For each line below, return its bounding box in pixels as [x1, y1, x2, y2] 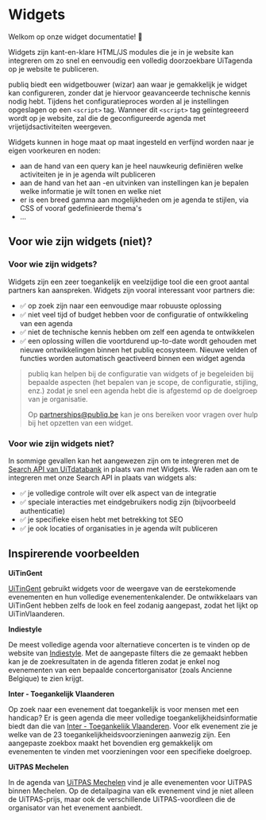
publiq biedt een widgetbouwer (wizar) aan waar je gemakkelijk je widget [8, 80, 248, 89]
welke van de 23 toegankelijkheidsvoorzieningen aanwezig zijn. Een [8, 729, 231, 739]
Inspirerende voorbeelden [8, 547, 141, 561]
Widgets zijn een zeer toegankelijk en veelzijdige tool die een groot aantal [8, 277, 249, 286]
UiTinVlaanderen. [8, 608, 65, 618]
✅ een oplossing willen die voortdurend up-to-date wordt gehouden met [19, 336, 257, 345]
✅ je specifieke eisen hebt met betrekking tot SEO [19, 515, 184, 524]
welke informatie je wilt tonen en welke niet [19, 186, 161, 196]
